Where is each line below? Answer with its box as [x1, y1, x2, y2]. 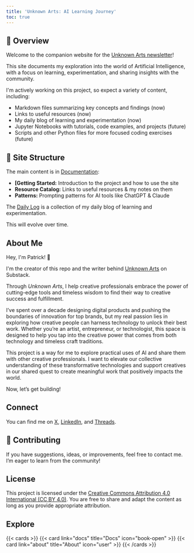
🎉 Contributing [6, 435, 61, 445]
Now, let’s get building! [6, 386, 61, 393]
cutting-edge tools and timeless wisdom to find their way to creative [6, 289, 171, 296]
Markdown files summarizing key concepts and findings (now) [14, 104, 165, 112]
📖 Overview [6, 36, 49, 46]
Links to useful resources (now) [14, 110, 91, 118]
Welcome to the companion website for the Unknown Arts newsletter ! [6, 51, 174, 59]
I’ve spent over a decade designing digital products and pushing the [6, 306, 171, 313]
